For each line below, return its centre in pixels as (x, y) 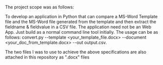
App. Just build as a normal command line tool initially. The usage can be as (81, 32)
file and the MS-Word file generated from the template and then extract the (81, 22)
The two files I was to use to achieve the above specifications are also (76, 52)
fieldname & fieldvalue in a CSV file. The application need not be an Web (78, 27)
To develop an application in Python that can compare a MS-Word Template (81, 16)
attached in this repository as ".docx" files (47, 57)
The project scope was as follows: (40, 7)
